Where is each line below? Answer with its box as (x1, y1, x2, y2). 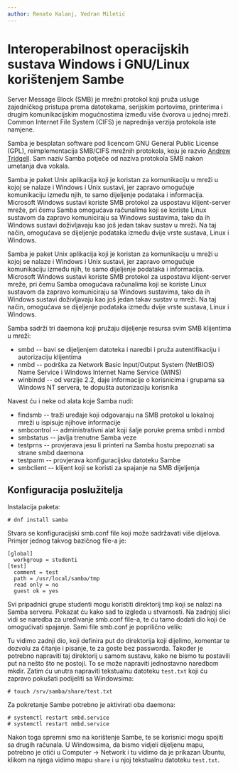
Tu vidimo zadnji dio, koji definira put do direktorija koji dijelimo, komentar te (7, 637, 230, 645)
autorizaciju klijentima (17, 353, 82, 361)
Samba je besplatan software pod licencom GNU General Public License (7, 139, 219, 147)
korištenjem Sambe (7, 71, 124, 87)
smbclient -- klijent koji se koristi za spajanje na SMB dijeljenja (17, 463, 200, 472)
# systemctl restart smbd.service (7, 714, 110, 722)
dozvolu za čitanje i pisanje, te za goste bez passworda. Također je (7, 644, 204, 653)
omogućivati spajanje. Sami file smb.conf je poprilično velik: (7, 623, 183, 632)
